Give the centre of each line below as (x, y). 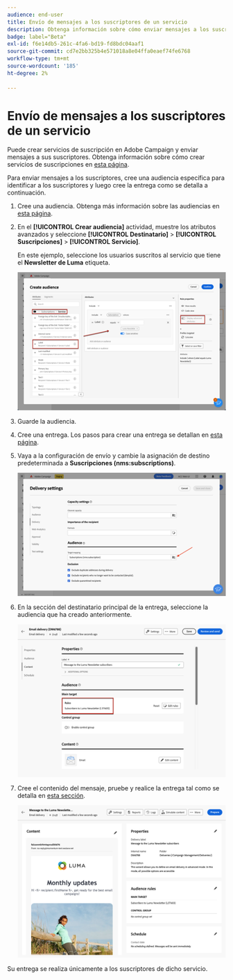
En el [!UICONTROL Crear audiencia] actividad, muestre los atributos (116, 227)
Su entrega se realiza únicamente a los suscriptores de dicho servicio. (107, 969)
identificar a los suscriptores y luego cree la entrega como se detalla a (107, 185)
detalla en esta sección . (51, 795)
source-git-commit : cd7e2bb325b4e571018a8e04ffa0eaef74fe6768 (99, 51)
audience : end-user (35, 15)
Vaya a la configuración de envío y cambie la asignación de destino (113, 456)
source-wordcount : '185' (43, 66)
